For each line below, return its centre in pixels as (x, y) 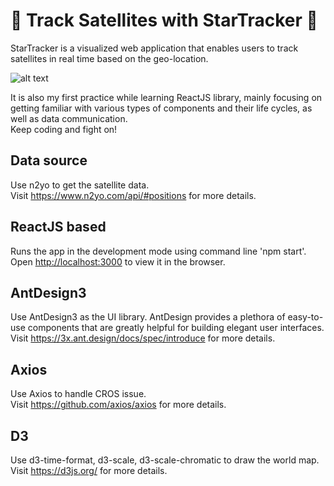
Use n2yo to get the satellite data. (80, 185)
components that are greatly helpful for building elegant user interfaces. (176, 328)
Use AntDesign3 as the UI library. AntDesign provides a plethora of (148, 317)
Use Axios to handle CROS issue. (78, 394)
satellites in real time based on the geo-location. (109, 58)
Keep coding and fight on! (64, 129)
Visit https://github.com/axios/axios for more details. (118, 405)
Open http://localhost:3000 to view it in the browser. (118, 261)
